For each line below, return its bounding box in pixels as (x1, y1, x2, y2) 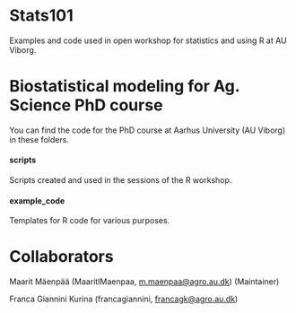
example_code (9, 195, 65, 206)
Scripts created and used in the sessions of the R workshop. (9, 175, 232, 186)
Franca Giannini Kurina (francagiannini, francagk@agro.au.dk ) (9, 293, 239, 305)
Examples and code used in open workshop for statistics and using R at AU (9, 35, 287, 46)
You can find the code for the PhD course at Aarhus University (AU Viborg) (9, 125, 286, 135)
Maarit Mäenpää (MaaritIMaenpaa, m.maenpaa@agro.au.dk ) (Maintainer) (9, 276, 280, 287)
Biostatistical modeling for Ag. (9, 76, 240, 97)
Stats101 (9, 5, 74, 26)
